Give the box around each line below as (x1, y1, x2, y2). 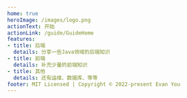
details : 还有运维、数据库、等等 (13, 74, 98, 81)
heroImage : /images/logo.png (7, 17, 91, 23)
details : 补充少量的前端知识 (13, 61, 88, 68)
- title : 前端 (7, 55, 46, 62)
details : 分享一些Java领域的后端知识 (13, 49, 110, 56)
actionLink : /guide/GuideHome (7, 29, 95, 37)
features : (7, 36, 36, 43)
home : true (7, 10, 39, 17)
